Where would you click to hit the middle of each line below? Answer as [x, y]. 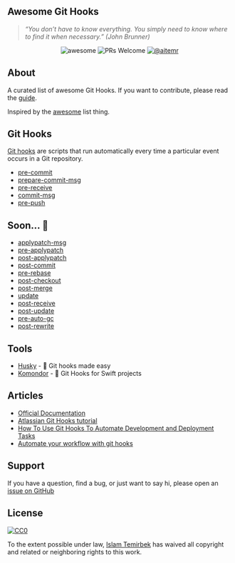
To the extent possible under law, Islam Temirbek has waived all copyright [116, 544]
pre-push [31, 203]
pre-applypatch [41, 250]
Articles [26, 396]
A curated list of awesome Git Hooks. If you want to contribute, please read [118, 90]
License [25, 513]
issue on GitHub [31, 490]
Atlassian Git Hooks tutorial [57, 420]
